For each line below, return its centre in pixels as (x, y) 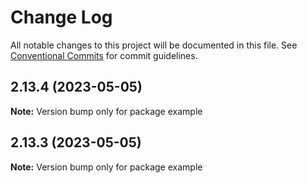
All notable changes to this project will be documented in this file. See (154, 45)
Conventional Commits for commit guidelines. (104, 55)
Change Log (61, 17)
